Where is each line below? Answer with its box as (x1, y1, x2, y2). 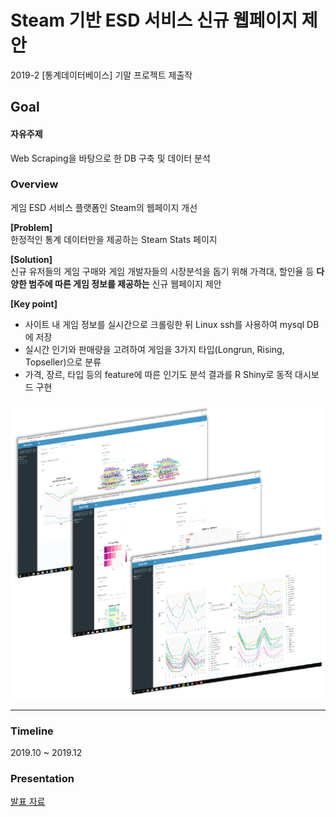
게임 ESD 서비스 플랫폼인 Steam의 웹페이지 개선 (10, 201, 198, 213)
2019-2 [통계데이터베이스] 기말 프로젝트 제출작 (10, 69, 193, 81)
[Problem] (10, 221, 53, 233)
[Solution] (10, 253, 53, 265)
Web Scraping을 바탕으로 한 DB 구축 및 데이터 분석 (10, 152, 211, 164)
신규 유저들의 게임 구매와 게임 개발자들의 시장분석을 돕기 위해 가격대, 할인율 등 (10, 265, 315, 277)
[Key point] (10, 297, 58, 310)
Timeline (10, 724, 54, 738)
